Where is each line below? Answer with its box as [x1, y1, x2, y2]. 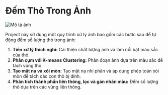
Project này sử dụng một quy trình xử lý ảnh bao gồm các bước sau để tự [5, 31, 156, 37]
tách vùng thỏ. [12, 62, 43, 68]
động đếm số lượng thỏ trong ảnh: [5, 37, 76, 43]
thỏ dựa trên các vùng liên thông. [12, 83, 82, 90]
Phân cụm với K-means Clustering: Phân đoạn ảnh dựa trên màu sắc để [12, 57, 163, 63]
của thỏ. [12, 52, 30, 58]
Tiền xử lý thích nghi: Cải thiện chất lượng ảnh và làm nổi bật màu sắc [12, 46, 158, 52]
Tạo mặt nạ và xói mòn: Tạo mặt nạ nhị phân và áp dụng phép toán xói [12, 68, 159, 74]
